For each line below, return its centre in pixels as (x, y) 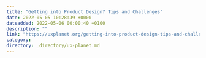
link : (13, 34)
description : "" (27, 29)
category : (19, 40)
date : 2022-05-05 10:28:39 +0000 (49, 18)
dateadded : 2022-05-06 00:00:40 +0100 (56, 23)
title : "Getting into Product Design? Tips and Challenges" (85, 12)
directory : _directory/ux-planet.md (53, 46)
